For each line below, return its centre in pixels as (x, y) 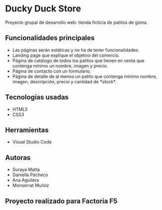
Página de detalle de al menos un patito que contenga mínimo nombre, (85, 76)
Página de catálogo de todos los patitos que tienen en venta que (78, 61)
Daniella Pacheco (30, 175)
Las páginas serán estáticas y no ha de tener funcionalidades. (76, 50)
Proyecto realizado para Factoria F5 (61, 201)
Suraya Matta (26, 170)
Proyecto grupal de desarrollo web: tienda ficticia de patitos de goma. (77, 22)
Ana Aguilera (26, 180)
